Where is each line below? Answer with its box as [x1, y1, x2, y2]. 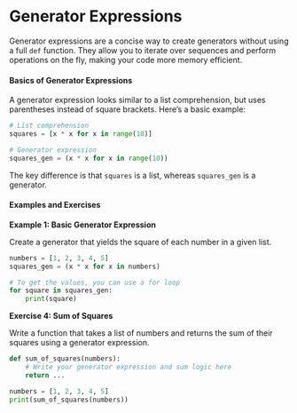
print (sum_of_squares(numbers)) [9, 395, 129, 404]
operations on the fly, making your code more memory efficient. [9, 54, 243, 65]
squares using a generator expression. [9, 338, 150, 348]
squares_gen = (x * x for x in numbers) [9, 262, 161, 271]
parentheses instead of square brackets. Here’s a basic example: [9, 104, 246, 115]
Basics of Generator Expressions [9, 75, 133, 85]
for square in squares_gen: [9, 286, 113, 295]
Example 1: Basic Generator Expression [9, 219, 157, 230]
